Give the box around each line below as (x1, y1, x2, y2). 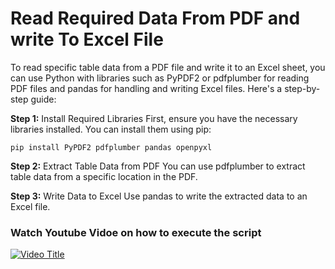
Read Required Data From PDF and (10, 7, 301, 30)
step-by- (284, 82, 321, 94)
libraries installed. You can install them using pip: (10, 123, 212, 135)
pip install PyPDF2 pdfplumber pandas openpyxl (10, 142, 213, 152)
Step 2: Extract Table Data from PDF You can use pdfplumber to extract (10, 160, 306, 172)
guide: (30, 93, 57, 105)
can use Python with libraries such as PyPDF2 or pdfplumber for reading (10, 72, 310, 84)
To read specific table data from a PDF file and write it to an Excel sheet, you (10, 61, 326, 73)
